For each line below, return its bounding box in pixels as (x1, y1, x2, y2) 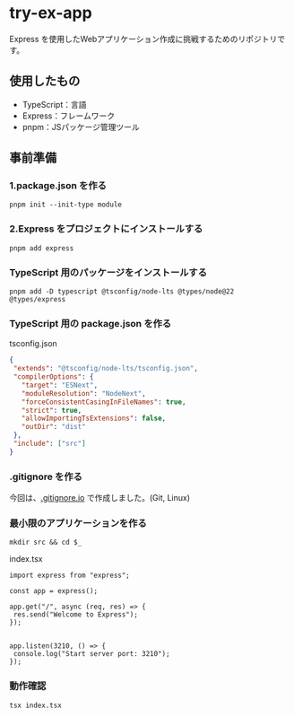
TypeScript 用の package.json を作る (9, 317, 172, 329)
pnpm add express (9, 243, 74, 253)
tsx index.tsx (9, 701, 63, 710)
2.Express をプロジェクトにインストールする (9, 223, 203, 235)
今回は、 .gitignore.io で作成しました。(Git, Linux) (9, 493, 191, 503)
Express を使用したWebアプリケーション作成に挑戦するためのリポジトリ (9, 33, 278, 44)
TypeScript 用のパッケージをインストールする (9, 266, 208, 278)
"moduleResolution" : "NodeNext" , (21, 389, 146, 398)
